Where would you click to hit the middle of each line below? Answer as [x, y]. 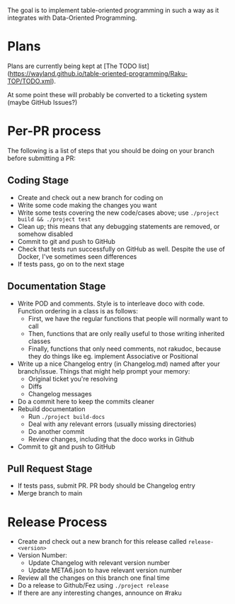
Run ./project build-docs [67, 416]
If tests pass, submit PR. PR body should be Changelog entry [107, 486]
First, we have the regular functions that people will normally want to [128, 318]
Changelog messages [60, 393]
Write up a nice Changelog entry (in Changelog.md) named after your [119, 364]
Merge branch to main [50, 493]
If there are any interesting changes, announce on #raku [99, 593]
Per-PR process [54, 131]
